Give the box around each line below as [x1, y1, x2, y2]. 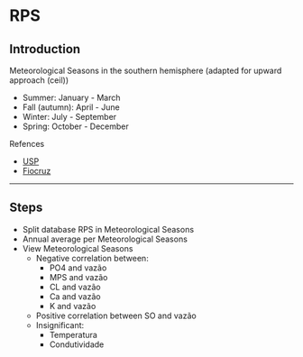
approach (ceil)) [9, 75, 69, 86]
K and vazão [49, 300, 96, 311]
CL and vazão [49, 281, 101, 292]
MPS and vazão [49, 271, 108, 282]
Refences [9, 139, 45, 149]
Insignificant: [35, 319, 85, 330]
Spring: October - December [22, 121, 129, 132]
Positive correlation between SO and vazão [35, 310, 197, 321]
